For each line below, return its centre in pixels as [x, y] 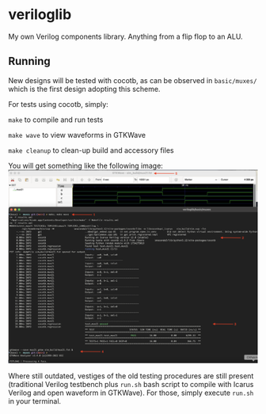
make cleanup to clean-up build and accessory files [91, 150]
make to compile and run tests [56, 120]
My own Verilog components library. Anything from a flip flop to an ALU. [125, 36]
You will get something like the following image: [86, 165]
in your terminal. [35, 401]
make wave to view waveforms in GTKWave [77, 135]
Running [30, 61]
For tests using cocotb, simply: [58, 104]
